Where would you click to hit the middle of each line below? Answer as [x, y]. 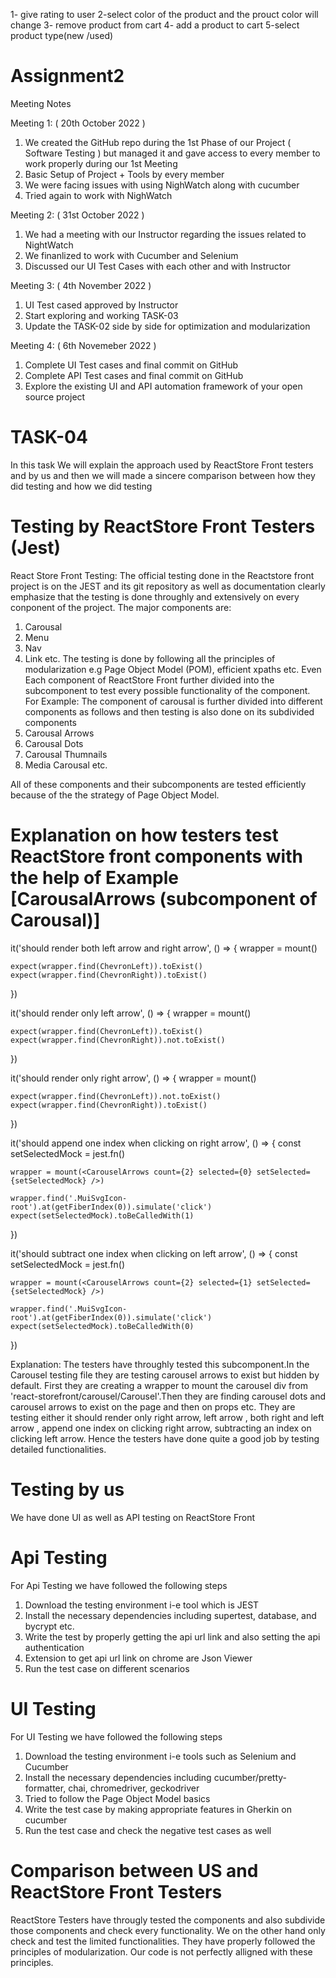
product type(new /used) [62, 35]
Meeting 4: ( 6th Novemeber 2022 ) [83, 345]
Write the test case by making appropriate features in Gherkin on [158, 1809]
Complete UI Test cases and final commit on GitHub [131, 365]
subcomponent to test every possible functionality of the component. [167, 690]
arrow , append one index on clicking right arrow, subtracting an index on [161, 1428]
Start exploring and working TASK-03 [101, 315]
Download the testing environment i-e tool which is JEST [142, 1605]
